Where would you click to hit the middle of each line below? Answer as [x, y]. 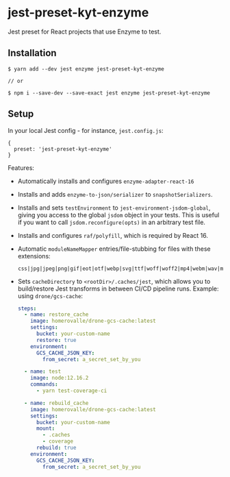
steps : [27, 308]
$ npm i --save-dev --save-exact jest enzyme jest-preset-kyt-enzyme [109, 93]
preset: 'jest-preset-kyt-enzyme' [63, 149]
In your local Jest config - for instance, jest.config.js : [86, 130]
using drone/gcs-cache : [50, 295]
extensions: [34, 256]
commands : [44, 384]
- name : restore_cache [56, 315]
